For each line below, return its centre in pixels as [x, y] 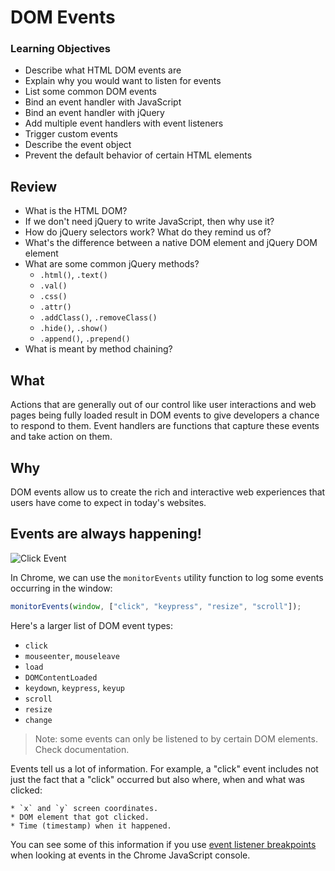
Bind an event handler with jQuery [94, 113]
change [38, 720]
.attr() [55, 307]
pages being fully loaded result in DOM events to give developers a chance [165, 415]
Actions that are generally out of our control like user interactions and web [163, 405]
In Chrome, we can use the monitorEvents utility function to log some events [167, 577]
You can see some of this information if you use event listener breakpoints [163, 844]
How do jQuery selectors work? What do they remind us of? [148, 232]
